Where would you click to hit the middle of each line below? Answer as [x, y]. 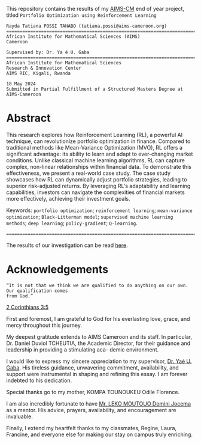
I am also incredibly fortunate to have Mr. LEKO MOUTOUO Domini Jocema [99, 403]
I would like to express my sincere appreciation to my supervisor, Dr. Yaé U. [99, 361]
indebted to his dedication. [39, 380]
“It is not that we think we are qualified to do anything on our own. [97, 285]
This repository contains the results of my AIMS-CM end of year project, [95, 9]
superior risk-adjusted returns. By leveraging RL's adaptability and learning [98, 186]
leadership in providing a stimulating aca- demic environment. [83, 349]
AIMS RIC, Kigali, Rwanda [38, 73]
